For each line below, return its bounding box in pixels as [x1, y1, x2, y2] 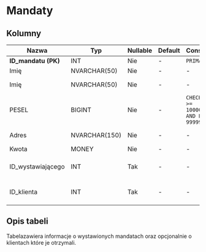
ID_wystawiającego [9, 162, 66, 170]
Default [158, 47, 180, 55]
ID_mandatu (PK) [9, 56, 60, 65]
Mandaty [6, 4, 53, 18]
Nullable [127, 47, 152, 55]
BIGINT [71, 105, 92, 114]
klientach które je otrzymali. [6, 239, 77, 246]
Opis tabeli [6, 216, 48, 227]
